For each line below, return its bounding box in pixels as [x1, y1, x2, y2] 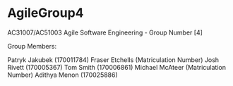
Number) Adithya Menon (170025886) [7, 70, 118, 79]
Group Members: [7, 42, 57, 50]
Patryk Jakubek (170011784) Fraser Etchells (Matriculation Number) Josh [7, 55, 220, 64]
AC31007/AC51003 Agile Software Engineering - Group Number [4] [7, 28, 203, 37]
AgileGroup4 [7, 5, 84, 21]
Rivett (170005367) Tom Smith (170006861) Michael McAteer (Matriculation [7, 63, 226, 71]
